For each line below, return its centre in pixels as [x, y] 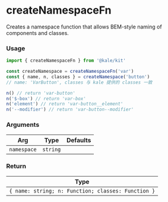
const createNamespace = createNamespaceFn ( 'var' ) [70, 72]
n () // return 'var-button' [41, 93]
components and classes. [38, 33]
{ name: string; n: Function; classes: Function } [82, 191]
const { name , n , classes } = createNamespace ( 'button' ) [78, 77]
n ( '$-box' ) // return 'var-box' [46, 98]
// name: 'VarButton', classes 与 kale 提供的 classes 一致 [79, 82]
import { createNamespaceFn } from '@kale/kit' [66, 61]
